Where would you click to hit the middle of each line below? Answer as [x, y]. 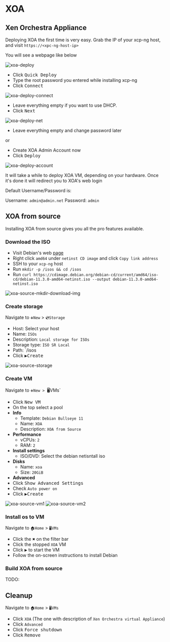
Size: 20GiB [32, 472]
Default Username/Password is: [39, 191]
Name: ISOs [25, 334]
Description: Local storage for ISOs [51, 339]
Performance [27, 434]
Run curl [22, 275]
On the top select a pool [38, 407]
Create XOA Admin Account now [47, 150]
